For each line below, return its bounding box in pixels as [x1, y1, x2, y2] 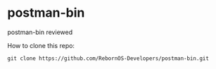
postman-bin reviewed [7, 28, 72, 36]
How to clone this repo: [7, 41, 75, 49]
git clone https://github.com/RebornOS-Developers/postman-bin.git [7, 54, 210, 62]
